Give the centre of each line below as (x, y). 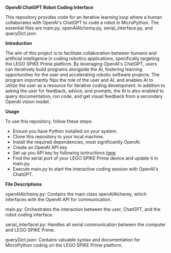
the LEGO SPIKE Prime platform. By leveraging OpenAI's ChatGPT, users (81, 64)
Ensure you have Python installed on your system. (65, 131)
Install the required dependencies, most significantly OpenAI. (77, 142)
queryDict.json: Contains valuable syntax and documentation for (73, 240)
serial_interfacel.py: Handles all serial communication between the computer (85, 225)
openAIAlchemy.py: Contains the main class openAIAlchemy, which (76, 194)
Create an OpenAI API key (40, 147)
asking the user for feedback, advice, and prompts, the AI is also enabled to (85, 91)
